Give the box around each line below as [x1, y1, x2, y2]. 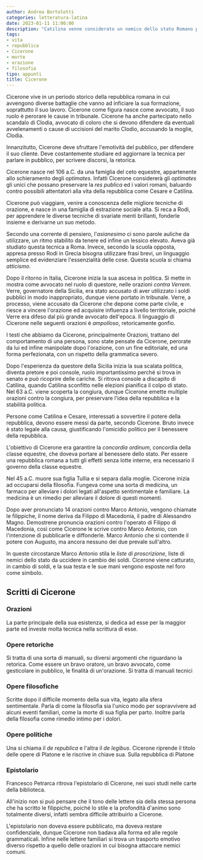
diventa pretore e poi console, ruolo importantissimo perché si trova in [6, 369, 181, 376]
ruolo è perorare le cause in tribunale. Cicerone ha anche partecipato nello [6, 113, 192, 120]
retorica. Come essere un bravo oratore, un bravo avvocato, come [6, 660, 171, 668]
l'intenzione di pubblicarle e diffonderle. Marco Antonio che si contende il [6, 532, 189, 539]
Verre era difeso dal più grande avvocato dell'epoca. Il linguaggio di [6, 313, 175, 320]
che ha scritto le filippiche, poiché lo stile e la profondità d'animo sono [6, 804, 181, 811]
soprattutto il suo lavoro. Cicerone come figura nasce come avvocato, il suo [6, 106, 195, 113]
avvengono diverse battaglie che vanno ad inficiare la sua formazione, [6, 99, 181, 107]
